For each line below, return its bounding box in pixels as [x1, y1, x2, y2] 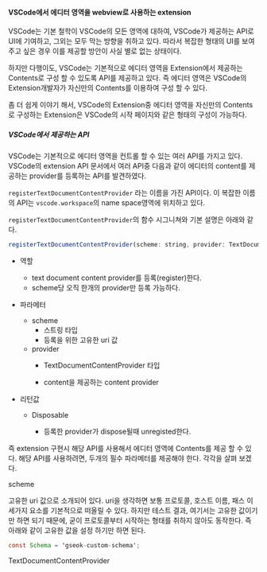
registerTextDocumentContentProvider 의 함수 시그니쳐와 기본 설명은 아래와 [8, 215, 246, 224]
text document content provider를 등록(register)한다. [31, 273, 202, 282]
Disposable [31, 411, 69, 420]
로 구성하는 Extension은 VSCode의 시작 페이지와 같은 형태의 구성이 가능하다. [8, 110, 248, 119]
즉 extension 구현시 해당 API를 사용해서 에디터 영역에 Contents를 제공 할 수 [8, 444, 244, 453]
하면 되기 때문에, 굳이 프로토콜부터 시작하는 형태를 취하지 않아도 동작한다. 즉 [16, 516, 252, 525]
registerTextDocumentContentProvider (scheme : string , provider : [8, 241, 226, 249]
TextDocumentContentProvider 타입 [43, 360, 161, 370]
